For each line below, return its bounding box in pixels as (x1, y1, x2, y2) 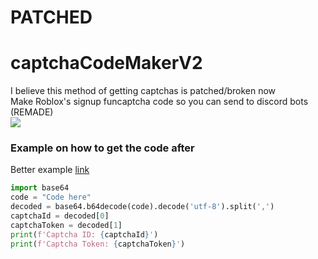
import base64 (10, 183, 70, 193)
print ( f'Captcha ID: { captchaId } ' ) (10, 229, 159, 240)
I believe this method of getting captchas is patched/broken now (10, 85, 277, 97)
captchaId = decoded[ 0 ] (10, 211, 110, 221)
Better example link (10, 164, 90, 176)
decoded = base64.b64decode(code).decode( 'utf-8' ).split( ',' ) (10, 202, 275, 212)
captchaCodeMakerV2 (10, 52, 203, 75)
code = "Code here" (10, 192, 92, 203)
